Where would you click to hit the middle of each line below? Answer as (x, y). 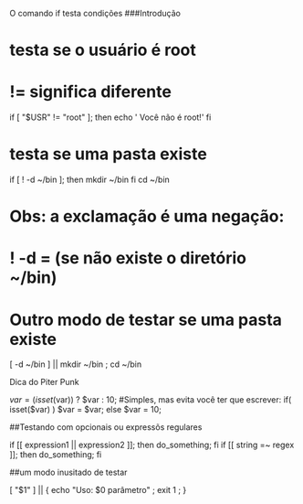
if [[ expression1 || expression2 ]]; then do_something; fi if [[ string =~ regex (152, 445)
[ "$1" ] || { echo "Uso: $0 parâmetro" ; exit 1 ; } (98, 490)
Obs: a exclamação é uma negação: (147, 216)
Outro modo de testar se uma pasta (146, 320)
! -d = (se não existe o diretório (128, 258)
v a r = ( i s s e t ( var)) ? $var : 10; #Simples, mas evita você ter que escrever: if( (151, 400)
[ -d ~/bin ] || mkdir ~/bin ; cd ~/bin (76, 364)
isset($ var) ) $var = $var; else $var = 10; (86, 410)
